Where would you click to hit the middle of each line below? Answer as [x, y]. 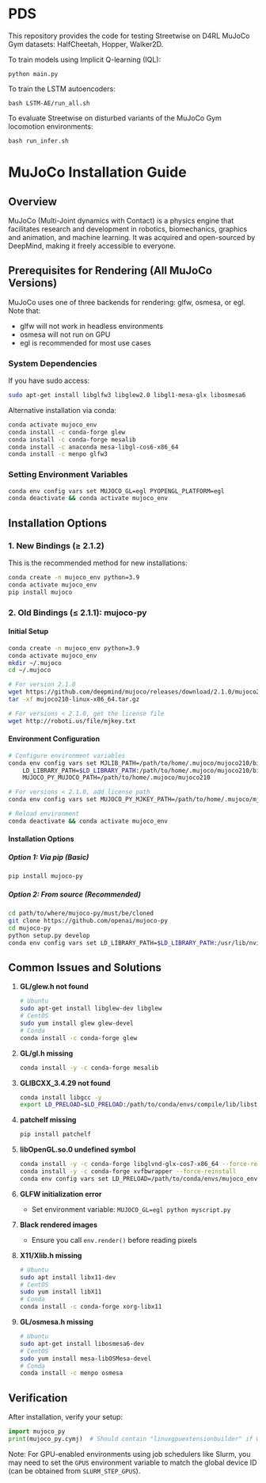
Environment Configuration [54, 739]
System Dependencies [53, 363]
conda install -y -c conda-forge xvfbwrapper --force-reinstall [128, 1171]
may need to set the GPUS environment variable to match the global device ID [133, 1462]
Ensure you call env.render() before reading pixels [114, 1240]
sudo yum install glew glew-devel [76, 1023]
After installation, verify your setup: [66, 1417]
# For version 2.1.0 [42, 685]
